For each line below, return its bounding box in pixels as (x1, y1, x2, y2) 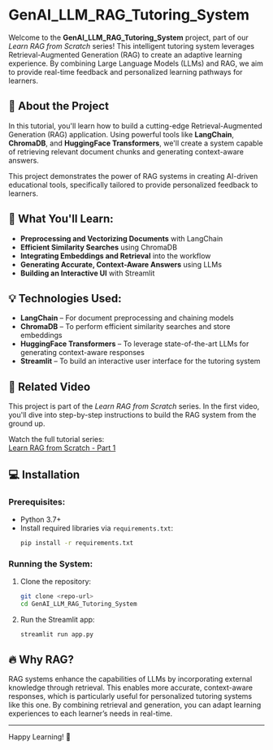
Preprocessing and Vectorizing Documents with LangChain (19, 233, 223, 243)
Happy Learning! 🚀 (8, 732, 71, 742)
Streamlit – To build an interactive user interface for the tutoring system (19, 356, 261, 366)
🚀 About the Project (8, 99, 110, 113)
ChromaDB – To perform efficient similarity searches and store (19, 322, 231, 332)
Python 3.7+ (19, 514, 62, 524)
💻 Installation (8, 467, 80, 481)
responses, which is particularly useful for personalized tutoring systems (8, 691, 253, 701)
